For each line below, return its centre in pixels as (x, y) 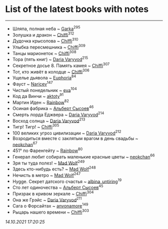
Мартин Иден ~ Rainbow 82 (40, 102)
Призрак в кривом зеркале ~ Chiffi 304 (53, 193)
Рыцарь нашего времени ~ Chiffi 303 (50, 211)
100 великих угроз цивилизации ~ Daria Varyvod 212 (67, 132)
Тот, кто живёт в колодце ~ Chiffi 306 (51, 71)
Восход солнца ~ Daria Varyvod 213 (49, 120)
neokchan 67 (25, 144)
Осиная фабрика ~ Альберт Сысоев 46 (53, 108)
